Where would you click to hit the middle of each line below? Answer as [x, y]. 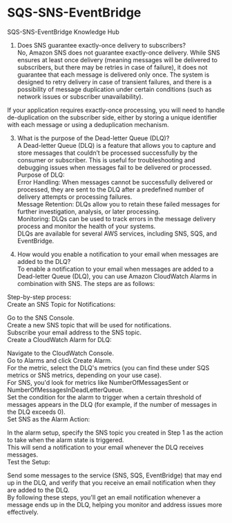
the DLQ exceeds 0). [36, 412]
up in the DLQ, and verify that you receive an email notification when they [112, 482]
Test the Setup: [29, 462]
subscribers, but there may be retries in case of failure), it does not [112, 67]
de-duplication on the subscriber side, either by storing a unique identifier [112, 117]
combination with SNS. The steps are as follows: [86, 283]
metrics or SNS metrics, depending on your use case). [85, 375]
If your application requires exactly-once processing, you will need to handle [116, 110]
